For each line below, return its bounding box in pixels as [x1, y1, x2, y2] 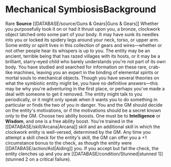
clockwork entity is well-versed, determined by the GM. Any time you [5, 129, 151, 135]
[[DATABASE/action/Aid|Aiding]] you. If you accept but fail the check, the [5, 145, 159, 151]
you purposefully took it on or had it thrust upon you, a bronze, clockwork [5, 26, 160, 32]
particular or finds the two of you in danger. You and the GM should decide [5, 102, 163, 108]
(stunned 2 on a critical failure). [5, 156, 71, 162]
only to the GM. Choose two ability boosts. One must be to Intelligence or [5, 112, 161, 118]
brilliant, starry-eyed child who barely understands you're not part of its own [5, 58, 166, 64]
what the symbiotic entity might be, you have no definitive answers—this [5, 80, 158, 86]
